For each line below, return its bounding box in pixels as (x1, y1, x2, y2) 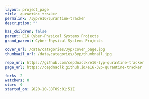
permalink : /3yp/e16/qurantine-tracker (5, 16, 86, 21)
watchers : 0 (5, 78, 29, 83)
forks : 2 (5, 73, 23, 78)
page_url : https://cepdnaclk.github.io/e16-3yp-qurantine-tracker (5, 65, 142, 70)
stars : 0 (5, 83, 23, 87)
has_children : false (5, 29, 47, 34)
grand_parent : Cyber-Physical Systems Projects (5, 38, 103, 43)
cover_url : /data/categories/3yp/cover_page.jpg (5, 47, 105, 52)
